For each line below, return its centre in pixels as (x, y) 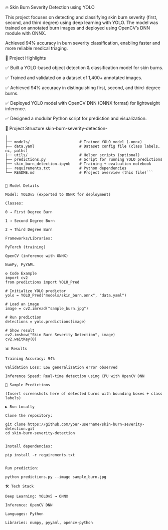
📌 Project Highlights (26, 58)
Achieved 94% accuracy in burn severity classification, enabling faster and (83, 43)
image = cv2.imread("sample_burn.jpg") (47, 309)
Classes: (14, 203)
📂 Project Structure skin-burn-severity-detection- (56, 128)
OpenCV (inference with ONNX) (37, 256)
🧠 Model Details (22, 186)
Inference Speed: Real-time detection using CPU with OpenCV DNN (75, 376)
